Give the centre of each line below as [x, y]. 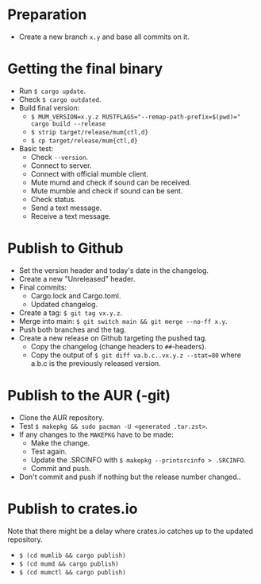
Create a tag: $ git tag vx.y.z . [71, 313]
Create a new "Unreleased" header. [77, 278]
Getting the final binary [85, 69]
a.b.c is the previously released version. [96, 363]
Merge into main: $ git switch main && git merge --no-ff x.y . [123, 321]
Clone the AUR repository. [61, 417]
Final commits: [43, 287]
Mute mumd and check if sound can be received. [111, 182]
